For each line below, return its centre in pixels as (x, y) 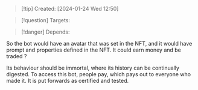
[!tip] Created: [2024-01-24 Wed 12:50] (70, 9)
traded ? (17, 56)
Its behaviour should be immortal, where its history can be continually (93, 68)
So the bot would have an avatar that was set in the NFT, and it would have (99, 43)
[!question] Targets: (46, 20)
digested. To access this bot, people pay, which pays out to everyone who (99, 74)
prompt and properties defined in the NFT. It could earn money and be (94, 50)
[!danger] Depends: (45, 32)
